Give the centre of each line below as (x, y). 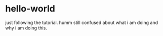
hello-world (30, 9)
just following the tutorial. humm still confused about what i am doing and (82, 22)
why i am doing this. (26, 27)
